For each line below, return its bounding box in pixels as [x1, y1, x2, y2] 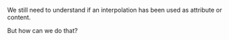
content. [7, 13, 31, 21]
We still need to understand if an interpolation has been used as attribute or [7, 6, 223, 14]
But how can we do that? [7, 27, 78, 34]
